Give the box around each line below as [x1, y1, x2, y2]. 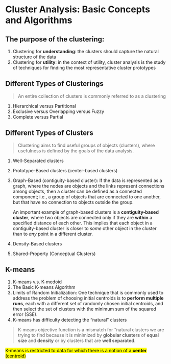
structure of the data [12, 54, 56, 60]
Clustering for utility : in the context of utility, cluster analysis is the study [12, 59, 166, 65]
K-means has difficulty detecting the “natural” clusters [12, 317, 127, 323]
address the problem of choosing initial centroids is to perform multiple [12, 295, 164, 301]
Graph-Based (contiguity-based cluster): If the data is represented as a [12, 177, 162, 184]
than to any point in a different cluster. [12, 231, 93, 237]
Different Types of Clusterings [5, 79, 104, 88]
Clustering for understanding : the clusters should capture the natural [12, 49, 159, 54]
